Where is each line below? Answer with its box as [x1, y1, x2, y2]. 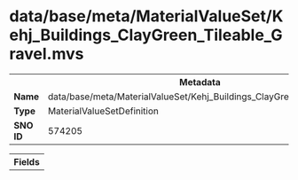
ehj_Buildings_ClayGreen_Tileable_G [9, 25, 283, 45]
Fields [13, 155, 40, 168]
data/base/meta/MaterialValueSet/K [9, 6, 284, 27]
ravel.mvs [9, 44, 84, 64]
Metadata [178, 75, 221, 88]
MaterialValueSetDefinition [47, 105, 160, 117]
